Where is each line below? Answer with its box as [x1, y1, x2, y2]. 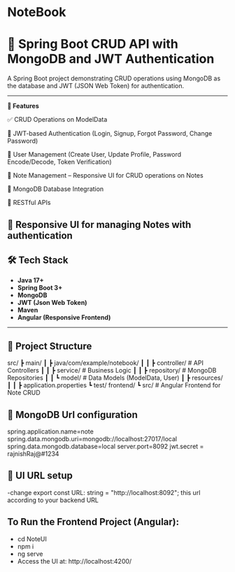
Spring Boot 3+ [17, 284, 63, 292]
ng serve [17, 550, 43, 558]
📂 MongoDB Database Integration [7, 185, 104, 193]
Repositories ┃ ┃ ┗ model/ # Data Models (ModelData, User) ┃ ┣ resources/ [7, 373, 224, 382]
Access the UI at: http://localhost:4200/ [17, 557, 132, 565]
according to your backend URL [7, 496, 99, 504]
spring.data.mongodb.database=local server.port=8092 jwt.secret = [7, 442, 204, 450]
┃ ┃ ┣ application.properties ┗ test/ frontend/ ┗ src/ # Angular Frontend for [7, 381, 221, 389]
